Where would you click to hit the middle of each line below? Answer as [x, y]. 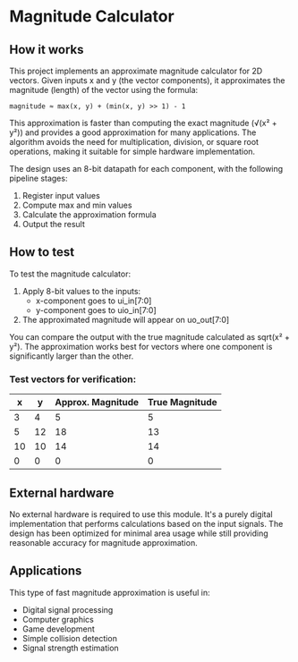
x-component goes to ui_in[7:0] [94, 301]
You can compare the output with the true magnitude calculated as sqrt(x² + [150, 336]
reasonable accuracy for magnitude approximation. [104, 542]
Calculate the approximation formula [89, 215]
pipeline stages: [38, 178]
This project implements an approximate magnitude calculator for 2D [136, 71]
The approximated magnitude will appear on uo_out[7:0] [126, 319]
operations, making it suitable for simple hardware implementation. [132, 151]
